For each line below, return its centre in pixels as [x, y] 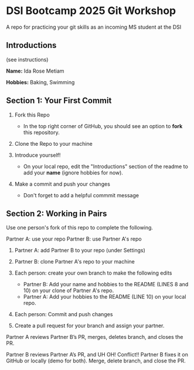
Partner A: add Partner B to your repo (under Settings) [80, 251]
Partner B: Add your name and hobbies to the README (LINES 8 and [106, 285]
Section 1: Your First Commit [59, 101]
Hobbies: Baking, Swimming [40, 82]
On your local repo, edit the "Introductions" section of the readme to [106, 166]
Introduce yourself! [38, 155]
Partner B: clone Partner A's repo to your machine [74, 262]
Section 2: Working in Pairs [57, 213]
